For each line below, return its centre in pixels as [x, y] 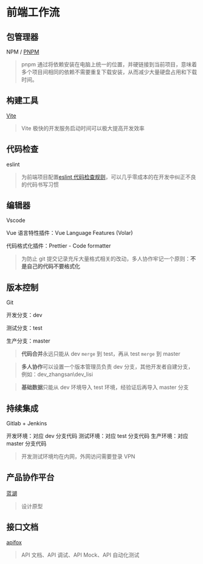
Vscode [16, 220]
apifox [14, 542]
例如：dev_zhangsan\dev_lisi [57, 374]
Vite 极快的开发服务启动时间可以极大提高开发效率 [83, 128]
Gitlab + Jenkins [27, 423]
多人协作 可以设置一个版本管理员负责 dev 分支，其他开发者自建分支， [107, 367]
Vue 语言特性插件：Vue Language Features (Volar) [70, 233]
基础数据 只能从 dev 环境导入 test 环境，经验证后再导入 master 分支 [105, 388]
